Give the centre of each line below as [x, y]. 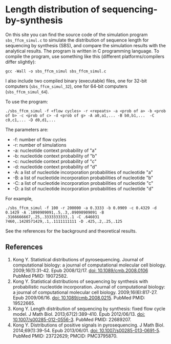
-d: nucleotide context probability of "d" [55, 167]
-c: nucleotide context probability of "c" [55, 161]
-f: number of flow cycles [39, 139]
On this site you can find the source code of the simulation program [77, 34]
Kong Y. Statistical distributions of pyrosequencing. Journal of [78, 259]
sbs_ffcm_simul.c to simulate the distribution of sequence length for [77, 40]
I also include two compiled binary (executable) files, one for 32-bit [76, 81]
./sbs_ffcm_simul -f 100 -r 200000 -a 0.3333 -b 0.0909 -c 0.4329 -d [81, 208]
